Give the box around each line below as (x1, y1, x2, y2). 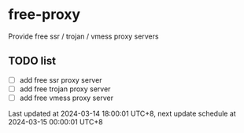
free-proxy (8, 6, 81, 24)
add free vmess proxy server (19, 93, 114, 102)
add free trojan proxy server (19, 84, 111, 94)
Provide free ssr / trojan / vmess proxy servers (8, 31, 159, 41)
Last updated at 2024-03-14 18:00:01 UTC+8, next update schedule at (8, 109, 236, 118)
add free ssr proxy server (19, 75, 102, 84)
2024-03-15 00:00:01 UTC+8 (8, 116, 104, 127)
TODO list (8, 54, 57, 68)
